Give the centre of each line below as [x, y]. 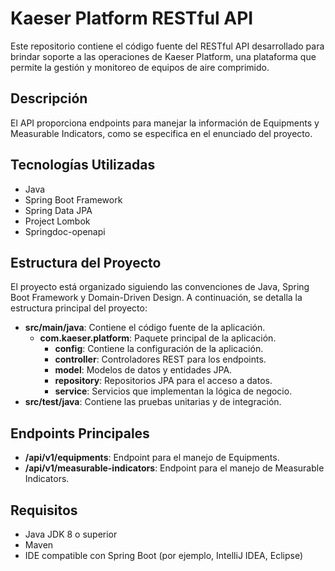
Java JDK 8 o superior [71, 534]
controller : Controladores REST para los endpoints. [160, 359]
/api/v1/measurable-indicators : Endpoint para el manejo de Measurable [174, 468]
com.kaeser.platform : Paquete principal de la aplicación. [158, 338]
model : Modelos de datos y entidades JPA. [143, 370]
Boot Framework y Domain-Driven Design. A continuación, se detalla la [156, 298]
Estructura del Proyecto [86, 262]
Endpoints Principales [80, 433]
